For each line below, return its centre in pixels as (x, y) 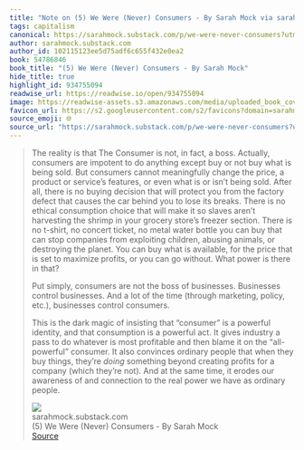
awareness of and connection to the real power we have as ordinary (158, 380)
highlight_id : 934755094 (56, 85)
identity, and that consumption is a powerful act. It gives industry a (156, 332)
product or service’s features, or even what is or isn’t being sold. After (161, 182)
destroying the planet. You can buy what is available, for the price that (162, 249)
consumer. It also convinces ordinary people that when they (182, 351)
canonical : (30, 34)
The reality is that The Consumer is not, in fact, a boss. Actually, (151, 153)
